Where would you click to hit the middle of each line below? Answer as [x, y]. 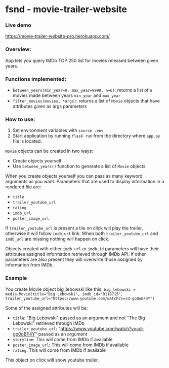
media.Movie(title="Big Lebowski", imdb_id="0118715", [64, 294]
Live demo [18, 25]
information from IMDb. [30, 265]
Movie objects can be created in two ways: [49, 151]
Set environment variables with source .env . [59, 130]
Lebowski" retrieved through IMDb [49, 323]
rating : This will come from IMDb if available [59, 350]
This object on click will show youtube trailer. [52, 360]
